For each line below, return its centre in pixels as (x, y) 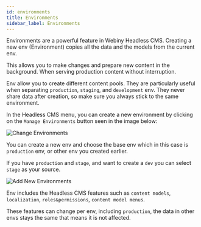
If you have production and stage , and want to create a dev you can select (99, 163)
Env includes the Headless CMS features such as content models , (89, 193)
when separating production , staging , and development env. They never (96, 90)
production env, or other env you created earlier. (67, 151)
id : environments (28, 12)
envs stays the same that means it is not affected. (69, 218)
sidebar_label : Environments (43, 23)
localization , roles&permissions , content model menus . (76, 200)
